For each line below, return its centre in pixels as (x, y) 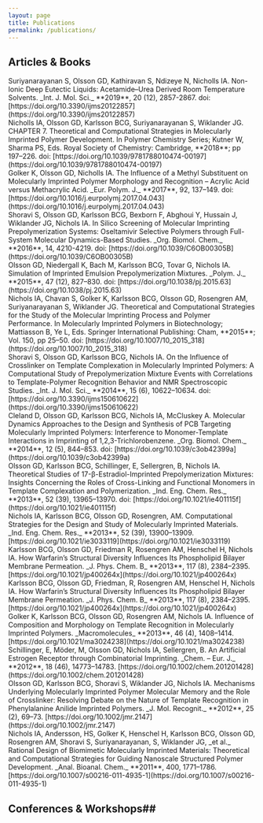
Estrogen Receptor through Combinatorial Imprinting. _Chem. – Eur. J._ (122, 658)
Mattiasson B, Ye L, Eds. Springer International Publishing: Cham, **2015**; (132, 332)
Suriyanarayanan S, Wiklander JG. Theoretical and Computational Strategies (131, 307)
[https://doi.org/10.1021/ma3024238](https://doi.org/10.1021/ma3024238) (126, 642)
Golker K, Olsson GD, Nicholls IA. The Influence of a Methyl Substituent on (128, 173)
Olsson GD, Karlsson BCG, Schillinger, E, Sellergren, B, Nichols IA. (115, 466)
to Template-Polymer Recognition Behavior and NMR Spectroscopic (118, 382)
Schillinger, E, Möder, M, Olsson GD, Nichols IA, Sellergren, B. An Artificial (127, 650)
